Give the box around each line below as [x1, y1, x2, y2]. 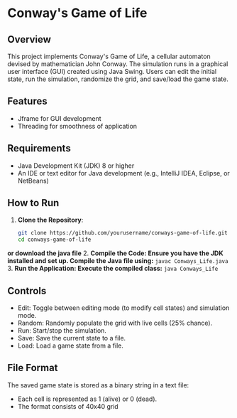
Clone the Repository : [17, 215, 84, 225]
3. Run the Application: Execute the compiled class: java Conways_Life [7, 264, 219, 273]
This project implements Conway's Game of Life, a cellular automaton [7, 52, 211, 60]
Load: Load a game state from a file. [17, 341, 124, 350]
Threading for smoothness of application [17, 122, 137, 130]
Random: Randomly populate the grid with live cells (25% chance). [17, 318, 213, 327]
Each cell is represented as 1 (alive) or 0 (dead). [17, 395, 158, 403]
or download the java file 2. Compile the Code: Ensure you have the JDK [7, 249, 224, 257]
